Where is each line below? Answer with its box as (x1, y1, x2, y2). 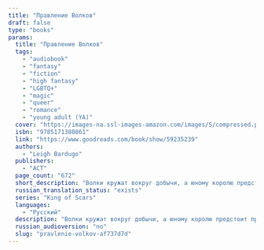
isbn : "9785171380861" (15, 128, 90, 136)
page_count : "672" (15, 172, 76, 180)
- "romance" (22, 107, 61, 114)
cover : (15, 121, 37, 129)
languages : (15, 201, 51, 208)
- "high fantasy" (22, 77, 79, 85)
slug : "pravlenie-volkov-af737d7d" (15, 230, 132, 238)
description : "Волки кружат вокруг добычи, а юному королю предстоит (15, 216, 247, 223)
